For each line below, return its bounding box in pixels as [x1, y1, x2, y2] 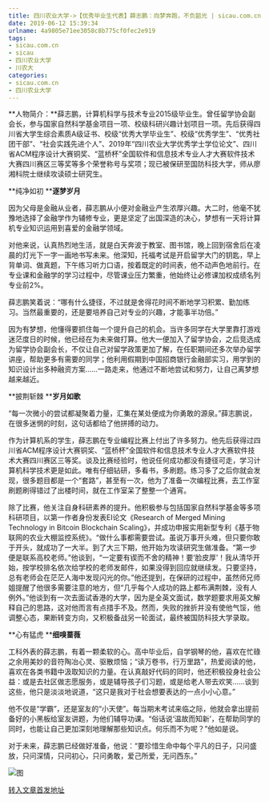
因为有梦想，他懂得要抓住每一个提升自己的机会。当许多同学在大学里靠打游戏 [8, 324, 261, 334]
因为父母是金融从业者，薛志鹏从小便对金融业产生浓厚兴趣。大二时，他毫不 [8, 204, 254, 213]
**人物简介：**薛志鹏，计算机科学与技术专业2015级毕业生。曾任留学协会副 [8, 109, 256, 119]
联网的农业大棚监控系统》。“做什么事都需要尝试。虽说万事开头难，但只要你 [8, 533, 254, 542]
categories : [8, 71, 48, 79]
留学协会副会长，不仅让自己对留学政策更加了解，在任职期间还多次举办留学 [14, 345, 261, 354]
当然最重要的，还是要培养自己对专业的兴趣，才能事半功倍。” [22, 308, 219, 317]
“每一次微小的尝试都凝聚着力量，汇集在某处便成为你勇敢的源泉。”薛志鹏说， [8, 409, 257, 418]
